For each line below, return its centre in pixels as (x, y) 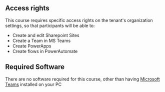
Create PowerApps (32, 46)
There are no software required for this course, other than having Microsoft (82, 79)
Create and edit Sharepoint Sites (46, 35)
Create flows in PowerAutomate (45, 51)
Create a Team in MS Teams (41, 40)
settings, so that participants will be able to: (50, 25)
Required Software (35, 67)
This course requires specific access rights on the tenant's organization (79, 20)
